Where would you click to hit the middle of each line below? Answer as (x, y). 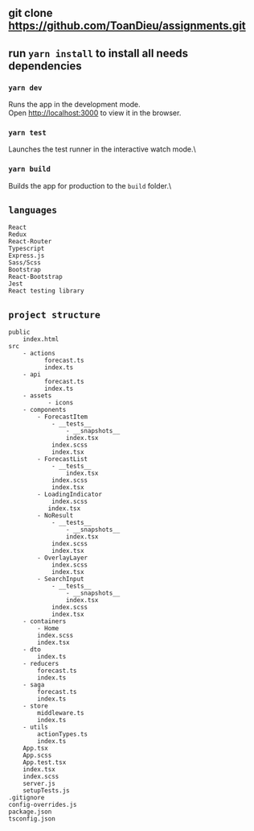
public (19, 332)
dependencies (45, 66)
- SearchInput (61, 580)
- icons (61, 403)
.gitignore (27, 798)
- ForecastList (63, 459)
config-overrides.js (43, 805)
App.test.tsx (45, 762)
